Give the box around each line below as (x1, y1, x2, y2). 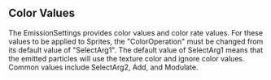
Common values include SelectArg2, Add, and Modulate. (8, 62, 199, 72)
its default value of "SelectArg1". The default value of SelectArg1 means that (8, 44, 263, 55)
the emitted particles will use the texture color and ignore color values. (8, 53, 245, 63)
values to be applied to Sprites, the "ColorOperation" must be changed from (8, 36, 264, 46)
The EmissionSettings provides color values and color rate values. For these (8, 27, 263, 37)
